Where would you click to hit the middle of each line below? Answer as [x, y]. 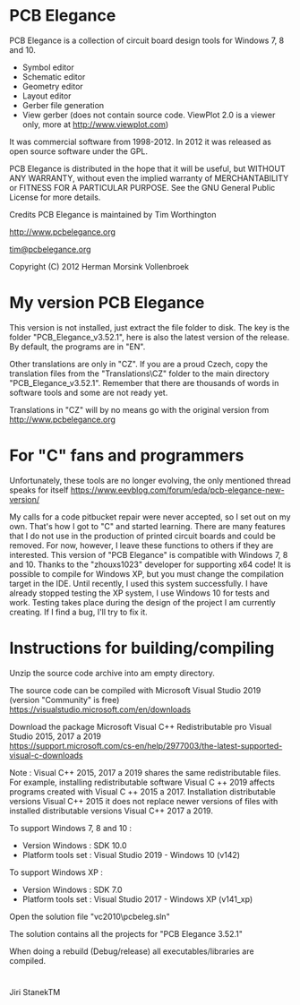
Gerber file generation [63, 105]
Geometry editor [52, 86]
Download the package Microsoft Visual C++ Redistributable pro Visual [141, 726]
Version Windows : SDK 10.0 [74, 845]
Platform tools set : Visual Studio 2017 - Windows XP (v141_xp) [137, 899]
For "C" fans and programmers [127, 455]
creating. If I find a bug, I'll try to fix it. [78, 612]
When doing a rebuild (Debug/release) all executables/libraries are [132, 951]
